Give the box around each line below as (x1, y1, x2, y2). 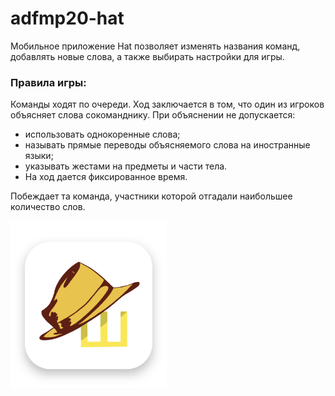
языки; (24, 150, 54, 162)
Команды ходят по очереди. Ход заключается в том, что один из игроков (10, 98, 325, 111)
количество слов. (10, 201, 86, 213)
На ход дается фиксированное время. (24, 171, 188, 183)
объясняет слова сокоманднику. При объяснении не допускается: (10, 109, 296, 121)
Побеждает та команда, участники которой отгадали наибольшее (10, 190, 293, 202)
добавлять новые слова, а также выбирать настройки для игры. (10, 50, 285, 62)
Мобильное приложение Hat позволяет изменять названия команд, (10, 40, 301, 52)
